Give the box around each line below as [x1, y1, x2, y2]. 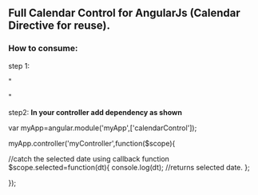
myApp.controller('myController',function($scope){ [8, 138, 176, 148]
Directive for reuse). [8, 19, 110, 33]
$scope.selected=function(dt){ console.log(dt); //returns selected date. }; [8, 162, 250, 172]
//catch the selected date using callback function [8, 153, 170, 163]
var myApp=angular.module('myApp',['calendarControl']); [8, 123, 197, 133]
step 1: [8, 61, 30, 70]
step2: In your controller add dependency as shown [8, 107, 182, 117]
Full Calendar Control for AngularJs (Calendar [8, 6, 241, 20]
